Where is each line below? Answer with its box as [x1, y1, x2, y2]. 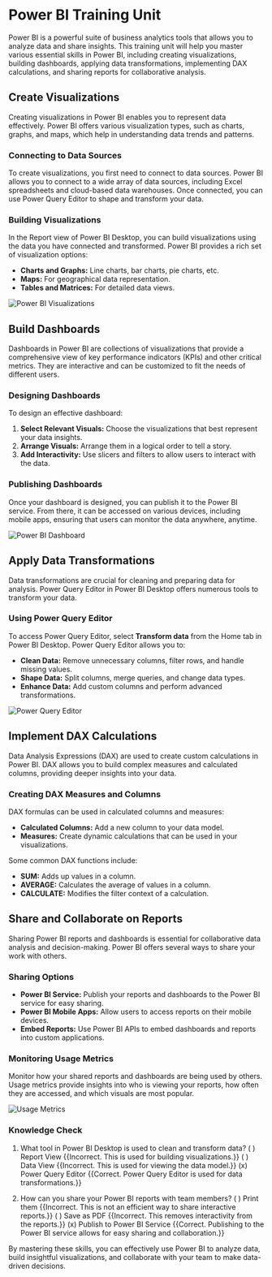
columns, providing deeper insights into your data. [8, 768, 177, 778]
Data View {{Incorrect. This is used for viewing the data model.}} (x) [19, 1160, 248, 1170]
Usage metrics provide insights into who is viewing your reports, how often [8, 1080, 259, 1089]
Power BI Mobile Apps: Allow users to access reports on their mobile [19, 1007, 252, 1016]
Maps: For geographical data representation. [19, 274, 171, 284]
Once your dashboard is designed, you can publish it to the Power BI [8, 497, 238, 507]
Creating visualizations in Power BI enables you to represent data [8, 112, 227, 122]
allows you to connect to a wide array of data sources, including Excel [8, 177, 243, 187]
